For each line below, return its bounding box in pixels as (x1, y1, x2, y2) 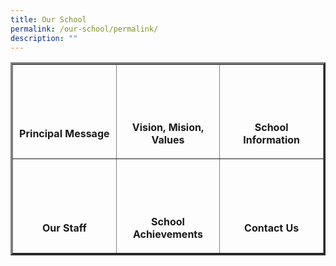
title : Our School (10, 14, 87, 25)
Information (243, 133, 301, 147)
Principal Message (19, 127, 110, 141)
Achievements (132, 227, 204, 241)
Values (151, 133, 185, 147)
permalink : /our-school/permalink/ (10, 24, 159, 34)
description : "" (10, 33, 78, 43)
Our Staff (41, 221, 87, 235)
